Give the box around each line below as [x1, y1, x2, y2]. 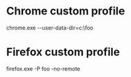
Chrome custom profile [6, 4, 126, 18]
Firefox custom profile [6, 45, 120, 59]
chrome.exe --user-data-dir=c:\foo [6, 24, 93, 31]
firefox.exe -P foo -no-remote [6, 65, 81, 72]
